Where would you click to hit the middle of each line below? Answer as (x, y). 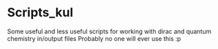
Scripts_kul (40, 13)
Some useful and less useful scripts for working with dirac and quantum (109, 31)
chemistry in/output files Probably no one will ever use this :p (94, 38)
